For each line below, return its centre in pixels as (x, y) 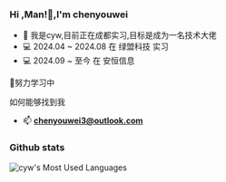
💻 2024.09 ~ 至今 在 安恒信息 (79, 61)
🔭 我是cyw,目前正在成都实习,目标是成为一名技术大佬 (120, 35)
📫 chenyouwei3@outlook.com (83, 120)
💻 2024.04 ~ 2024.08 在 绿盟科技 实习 (96, 47)
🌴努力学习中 (32, 83)
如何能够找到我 (37, 102)
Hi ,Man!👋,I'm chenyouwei (69, 14)
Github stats (37, 148)
